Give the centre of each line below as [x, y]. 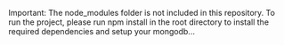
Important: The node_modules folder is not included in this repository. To [142, 13]
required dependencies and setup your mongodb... [101, 31]
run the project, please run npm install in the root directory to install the [138, 22]
